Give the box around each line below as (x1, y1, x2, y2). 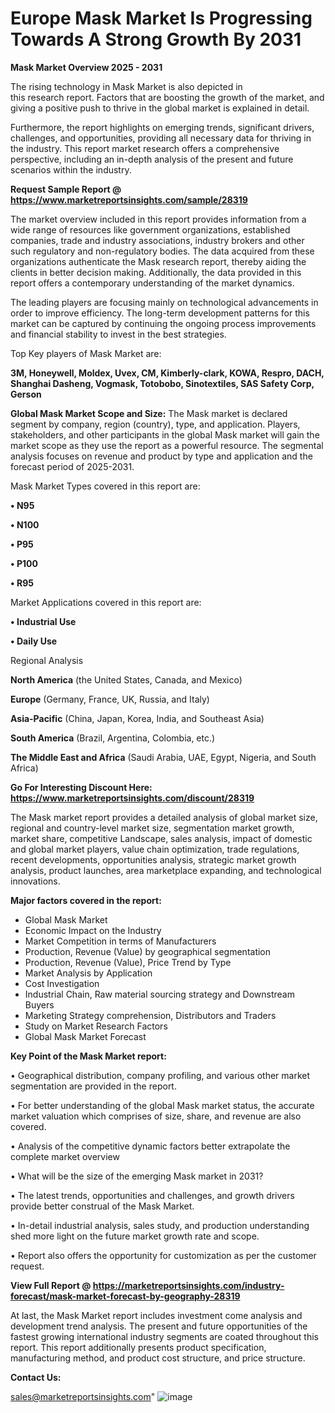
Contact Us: (10, 1371, 62, 1383)
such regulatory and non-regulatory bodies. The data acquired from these (10, 245, 315, 257)
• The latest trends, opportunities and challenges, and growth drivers (10, 1189, 295, 1201)
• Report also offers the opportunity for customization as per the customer (10, 1249, 317, 1261)
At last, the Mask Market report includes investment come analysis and (10, 1309, 303, 1321)
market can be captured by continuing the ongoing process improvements (10, 317, 317, 329)
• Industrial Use (10, 615, 77, 627)
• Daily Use (10, 635, 58, 647)
